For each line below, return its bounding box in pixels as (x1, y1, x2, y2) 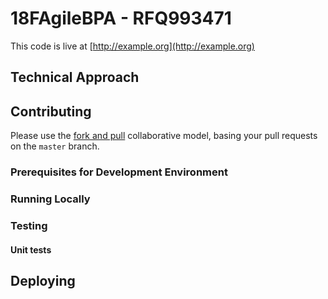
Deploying (10, 272, 76, 289)
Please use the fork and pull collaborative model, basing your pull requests (10, 130, 318, 142)
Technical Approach (10, 69, 140, 86)
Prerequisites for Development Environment (10, 165, 228, 179)
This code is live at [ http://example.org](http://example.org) (10, 40, 255, 52)
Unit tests (10, 243, 52, 256)
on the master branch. (10, 140, 100, 152)
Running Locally (10, 192, 91, 206)
